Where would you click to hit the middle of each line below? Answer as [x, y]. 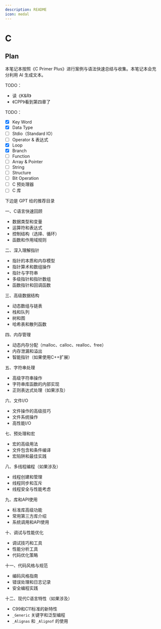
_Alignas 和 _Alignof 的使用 [40, 621]
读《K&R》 [22, 95]
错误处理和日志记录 [31, 582]
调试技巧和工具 [27, 543]
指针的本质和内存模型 [33, 261]
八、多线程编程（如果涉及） [33, 467]
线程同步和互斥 [27, 483]
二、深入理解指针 [22, 250]
